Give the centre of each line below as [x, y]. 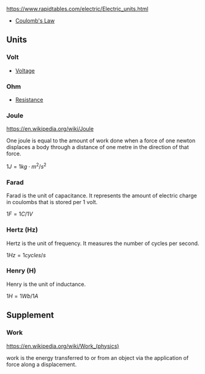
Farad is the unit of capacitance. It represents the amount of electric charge [102, 196]
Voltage [25, 70]
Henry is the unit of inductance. [46, 284]
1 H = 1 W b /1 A [22, 296]
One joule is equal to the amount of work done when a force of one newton [101, 141]
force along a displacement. [42, 364]
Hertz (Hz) [22, 230]
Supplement [30, 315]
